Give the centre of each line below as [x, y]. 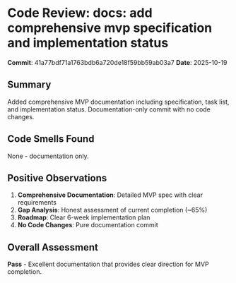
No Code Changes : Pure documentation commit [88, 225]
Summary [29, 85]
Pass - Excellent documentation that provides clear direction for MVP [108, 264]
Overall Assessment [53, 247]
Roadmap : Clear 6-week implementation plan [84, 217]
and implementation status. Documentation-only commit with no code [109, 109]
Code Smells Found [51, 139]
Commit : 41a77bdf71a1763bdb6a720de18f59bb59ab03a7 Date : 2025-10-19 [117, 62]
